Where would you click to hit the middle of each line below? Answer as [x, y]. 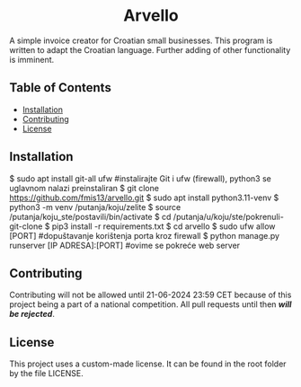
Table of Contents [61, 88]
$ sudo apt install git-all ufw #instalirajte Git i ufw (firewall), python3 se [140, 178]
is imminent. [32, 59]
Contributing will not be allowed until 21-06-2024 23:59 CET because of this [150, 295]
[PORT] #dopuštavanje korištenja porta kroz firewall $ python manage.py [145, 235]
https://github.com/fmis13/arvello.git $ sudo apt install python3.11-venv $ [144, 198]
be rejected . [32, 314]
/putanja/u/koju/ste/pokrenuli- [229, 216]
